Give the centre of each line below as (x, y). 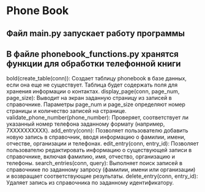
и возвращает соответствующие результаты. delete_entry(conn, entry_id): (102, 176)
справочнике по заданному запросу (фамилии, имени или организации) (101, 170)
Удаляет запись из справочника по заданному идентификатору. (90, 183)
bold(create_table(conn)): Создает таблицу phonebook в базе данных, (96, 79)
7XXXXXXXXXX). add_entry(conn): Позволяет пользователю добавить (97, 131)
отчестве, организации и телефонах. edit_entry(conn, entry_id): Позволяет (102, 144)
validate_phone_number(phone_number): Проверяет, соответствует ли (97, 118)
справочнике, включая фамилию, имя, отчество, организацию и (91, 156)
